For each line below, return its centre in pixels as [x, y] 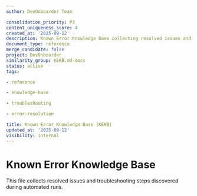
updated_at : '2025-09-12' [38, 130]
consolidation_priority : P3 [41, 22]
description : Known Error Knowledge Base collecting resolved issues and [99, 39]
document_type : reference [38, 44]
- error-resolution [30, 114]
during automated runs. [35, 187]
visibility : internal [33, 135]
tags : [13, 71]
